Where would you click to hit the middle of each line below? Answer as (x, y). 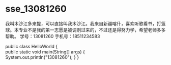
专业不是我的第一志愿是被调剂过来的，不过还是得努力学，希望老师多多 (92, 30)
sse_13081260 (36, 9)
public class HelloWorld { (31, 46)
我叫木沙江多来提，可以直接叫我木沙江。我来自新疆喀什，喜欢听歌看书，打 (83, 23)
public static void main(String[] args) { (45, 52)
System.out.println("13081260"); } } (42, 57)
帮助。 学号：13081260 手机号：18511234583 (53, 36)
